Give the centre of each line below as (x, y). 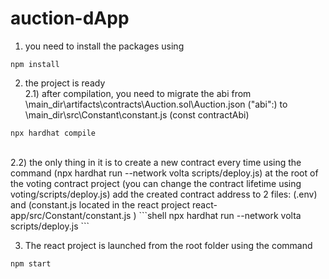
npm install (35, 64)
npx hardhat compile (53, 133)
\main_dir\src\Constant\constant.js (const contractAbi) (137, 114)
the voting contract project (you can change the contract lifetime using (156, 183)
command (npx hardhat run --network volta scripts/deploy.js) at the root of (164, 173)
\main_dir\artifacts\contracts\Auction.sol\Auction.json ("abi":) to (156, 104)
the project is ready (65, 83)
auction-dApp (70, 18)
